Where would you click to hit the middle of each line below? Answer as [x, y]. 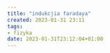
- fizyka [20, 33]
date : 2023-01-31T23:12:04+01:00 [55, 39]
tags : [15, 26]
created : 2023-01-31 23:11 [46, 20]
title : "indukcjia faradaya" [49, 13]
